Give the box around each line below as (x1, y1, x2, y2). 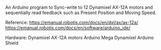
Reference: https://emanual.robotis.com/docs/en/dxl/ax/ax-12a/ (5, 20, 138, 25)
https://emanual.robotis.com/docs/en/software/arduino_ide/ (5, 25, 131, 31)
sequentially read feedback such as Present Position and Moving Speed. (5, 10, 157, 16)
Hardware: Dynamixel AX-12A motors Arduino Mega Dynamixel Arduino (5, 35, 154, 40)
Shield (5, 40, 19, 46)
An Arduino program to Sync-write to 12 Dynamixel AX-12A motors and (5, 5, 153, 10)
